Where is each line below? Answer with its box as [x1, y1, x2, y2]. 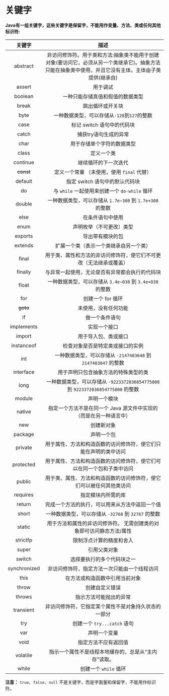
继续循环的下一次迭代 [77, 159, 128, 166]
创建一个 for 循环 [83, 295, 123, 302]
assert [16, 83, 32, 90]
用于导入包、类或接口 [77, 333, 128, 340]
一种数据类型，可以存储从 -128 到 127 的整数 [53, 112, 152, 119]
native [17, 408, 31, 415]
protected [12, 461, 36, 468]
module [15, 395, 33, 402]
